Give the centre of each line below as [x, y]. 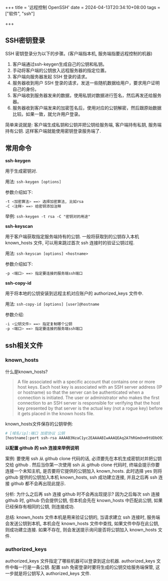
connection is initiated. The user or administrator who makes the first [88, 397]
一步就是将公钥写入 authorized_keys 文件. [48, 573]
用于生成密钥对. [21, 171]
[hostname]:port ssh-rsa [31, 438]
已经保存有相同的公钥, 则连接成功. [40, 507]
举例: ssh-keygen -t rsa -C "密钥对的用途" [48, 216]
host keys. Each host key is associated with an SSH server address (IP [90, 387]
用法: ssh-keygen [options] [33, 181]
